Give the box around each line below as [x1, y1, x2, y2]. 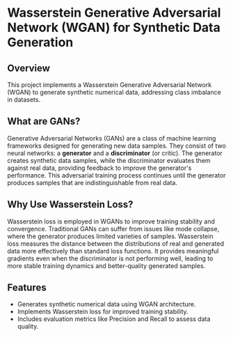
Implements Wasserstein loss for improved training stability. [17, 308, 189, 316]
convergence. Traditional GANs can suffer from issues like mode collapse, [7, 224, 220, 233]
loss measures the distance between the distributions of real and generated [7, 239, 225, 248]
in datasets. [7, 95, 40, 104]
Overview [7, 62, 51, 74]
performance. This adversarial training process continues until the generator [7, 171, 226, 179]
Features [7, 282, 47, 294]
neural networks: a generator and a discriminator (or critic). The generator [7, 148, 223, 157]
